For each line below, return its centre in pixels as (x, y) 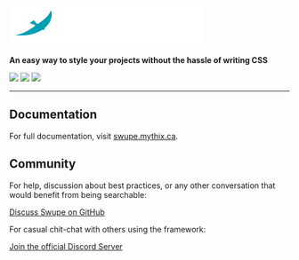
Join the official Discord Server (66, 246)
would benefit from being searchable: (78, 194)
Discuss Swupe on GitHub (57, 212)
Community (43, 164)
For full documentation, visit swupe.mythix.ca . (94, 136)
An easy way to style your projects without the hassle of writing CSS (139, 60)
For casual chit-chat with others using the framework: (108, 229)
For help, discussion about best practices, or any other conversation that (142, 185)
